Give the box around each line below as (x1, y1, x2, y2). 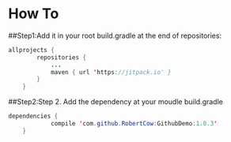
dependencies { (8, 112, 59, 121)
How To (8, 5, 59, 23)
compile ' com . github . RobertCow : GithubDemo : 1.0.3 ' (50, 120, 218, 128)
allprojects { (8, 46, 55, 54)
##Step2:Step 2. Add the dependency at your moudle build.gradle (8, 97, 223, 106)
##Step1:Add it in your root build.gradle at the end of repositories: (8, 31, 222, 40)
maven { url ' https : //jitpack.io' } (50, 68, 172, 76)
